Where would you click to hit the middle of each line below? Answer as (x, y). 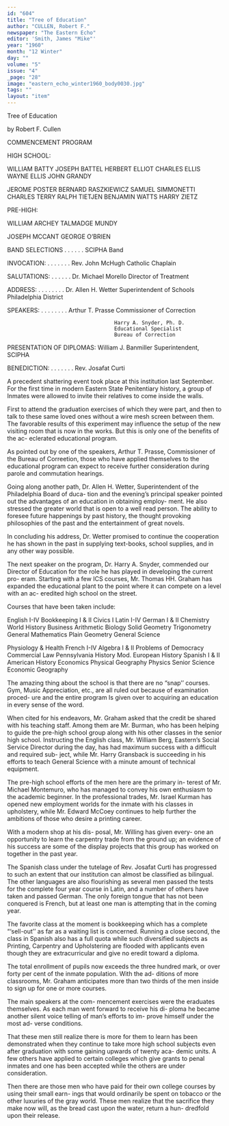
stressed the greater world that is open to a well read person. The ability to (112, 509)
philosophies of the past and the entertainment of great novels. (96, 523)
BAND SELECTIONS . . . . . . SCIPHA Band (65, 250)
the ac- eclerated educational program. (63, 438)
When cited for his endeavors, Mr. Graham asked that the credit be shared (111, 718)
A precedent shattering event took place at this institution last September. (110, 381)
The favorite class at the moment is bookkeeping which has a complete (107, 924)
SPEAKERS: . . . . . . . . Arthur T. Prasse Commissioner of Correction (102, 310)
